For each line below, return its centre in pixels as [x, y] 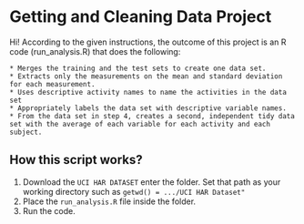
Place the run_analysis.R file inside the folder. [109, 201]
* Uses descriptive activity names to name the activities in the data [148, 92]
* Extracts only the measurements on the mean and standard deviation [146, 76]
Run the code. [49, 210]
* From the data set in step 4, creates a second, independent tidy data [152, 116]
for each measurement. [52, 84]
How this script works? [76, 160]
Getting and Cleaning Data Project [141, 17]
